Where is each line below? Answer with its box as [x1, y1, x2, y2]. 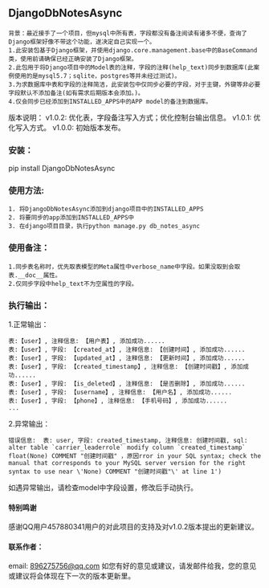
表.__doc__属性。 [8, 271, 62, 280]
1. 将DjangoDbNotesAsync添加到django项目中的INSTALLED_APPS [8, 205, 204, 214]
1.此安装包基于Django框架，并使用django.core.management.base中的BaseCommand [8, 46, 258, 55]
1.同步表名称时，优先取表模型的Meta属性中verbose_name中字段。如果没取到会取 [8, 263, 241, 271]
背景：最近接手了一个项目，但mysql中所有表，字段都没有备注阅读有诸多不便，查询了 [8, 29, 247, 37]
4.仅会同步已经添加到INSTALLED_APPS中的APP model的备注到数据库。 [8, 97, 212, 105]
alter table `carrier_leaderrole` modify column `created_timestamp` [8, 443, 247, 451]
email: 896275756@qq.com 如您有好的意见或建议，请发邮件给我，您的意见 [8, 561, 257, 571]
